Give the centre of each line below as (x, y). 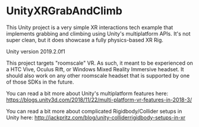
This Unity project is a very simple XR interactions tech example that (90, 27)
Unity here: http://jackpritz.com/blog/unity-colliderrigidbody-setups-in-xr (96, 118)
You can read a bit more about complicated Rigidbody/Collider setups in (94, 111)
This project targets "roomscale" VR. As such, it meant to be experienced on (99, 63)
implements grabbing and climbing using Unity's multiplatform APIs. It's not (98, 33)
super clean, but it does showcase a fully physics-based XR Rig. (85, 40)
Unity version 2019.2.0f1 (36, 51)
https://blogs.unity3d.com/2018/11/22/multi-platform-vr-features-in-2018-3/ (99, 100)
